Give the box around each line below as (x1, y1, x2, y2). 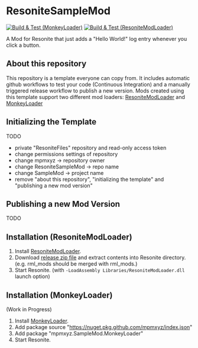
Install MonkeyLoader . (14, 317, 69, 324)
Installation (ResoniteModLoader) (6, 232, 133, 242)
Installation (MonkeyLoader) (6, 290, 113, 300)
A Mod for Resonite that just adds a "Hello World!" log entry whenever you (6, 35, 187, 42)
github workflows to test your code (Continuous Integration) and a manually (6, 81, 190, 88)
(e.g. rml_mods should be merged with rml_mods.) (14, 260, 138, 267)
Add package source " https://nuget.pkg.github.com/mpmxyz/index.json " (14, 324, 193, 330)
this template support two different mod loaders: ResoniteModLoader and (6, 93, 185, 100)
